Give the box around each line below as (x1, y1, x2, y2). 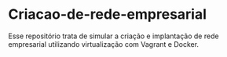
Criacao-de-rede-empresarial (8, 5, 207, 23)
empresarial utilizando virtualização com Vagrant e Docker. (8, 39, 199, 48)
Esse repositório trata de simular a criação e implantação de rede (8, 31, 219, 41)
